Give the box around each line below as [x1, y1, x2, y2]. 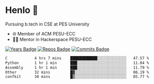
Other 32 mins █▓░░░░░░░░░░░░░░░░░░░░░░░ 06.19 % [5, 69, 149, 74]
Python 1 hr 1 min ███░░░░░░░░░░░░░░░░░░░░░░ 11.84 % [5, 60, 149, 65]
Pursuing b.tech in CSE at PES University [5, 21, 90, 27]
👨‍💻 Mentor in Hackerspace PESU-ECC [12, 36, 92, 42]
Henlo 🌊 [5, 4, 39, 16]
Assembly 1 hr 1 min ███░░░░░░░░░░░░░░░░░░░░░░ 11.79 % [5, 65, 149, 70]
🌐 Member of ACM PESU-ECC [12, 30, 76, 36]
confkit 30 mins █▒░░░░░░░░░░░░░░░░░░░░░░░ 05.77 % [5, 74, 149, 79]
